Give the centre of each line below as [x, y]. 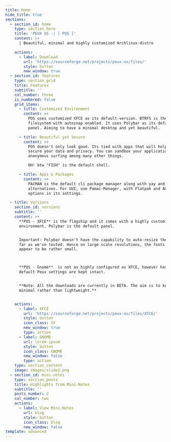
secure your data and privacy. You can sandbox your [85, 151]
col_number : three [34, 95]
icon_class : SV [40, 323]
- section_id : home [31, 24]
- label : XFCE [34, 309]
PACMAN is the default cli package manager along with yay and [96, 184]
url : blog [34, 412]
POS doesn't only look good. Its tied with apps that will [92, 146]
